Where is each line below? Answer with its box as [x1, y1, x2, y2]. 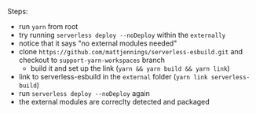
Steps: [7, 7, 28, 16]
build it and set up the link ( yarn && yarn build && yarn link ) [30, 64, 230, 73]
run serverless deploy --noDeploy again [18, 89, 150, 97]
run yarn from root [18, 22, 79, 31]
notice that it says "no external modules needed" [18, 39, 177, 48]
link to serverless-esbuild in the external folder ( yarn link [18, 72, 208, 81]
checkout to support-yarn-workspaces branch [18, 55, 166, 64]
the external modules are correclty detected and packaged [18, 97, 210, 106]
